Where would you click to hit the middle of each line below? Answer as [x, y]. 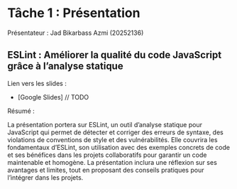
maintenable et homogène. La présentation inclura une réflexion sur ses [112, 162]
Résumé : [21, 111]
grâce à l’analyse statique [65, 66]
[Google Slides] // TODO [53, 97]
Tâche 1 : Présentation [74, 13]
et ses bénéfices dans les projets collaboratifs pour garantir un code [107, 155]
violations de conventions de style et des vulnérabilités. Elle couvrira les [112, 139]
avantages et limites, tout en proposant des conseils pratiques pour [106, 170]
